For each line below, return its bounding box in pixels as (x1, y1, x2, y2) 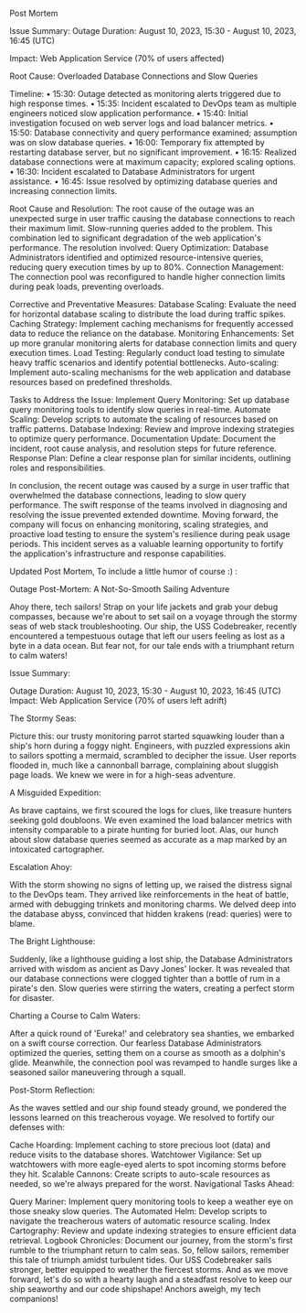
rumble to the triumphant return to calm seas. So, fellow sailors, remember (9, 1244, 290, 1255)
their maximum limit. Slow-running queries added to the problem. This (9, 223, 273, 233)
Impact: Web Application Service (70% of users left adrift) (9, 695, 227, 705)
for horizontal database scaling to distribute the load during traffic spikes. (9, 308, 286, 319)
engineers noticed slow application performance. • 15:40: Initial (9, 108, 248, 118)
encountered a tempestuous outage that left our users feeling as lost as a (9, 630, 286, 641)
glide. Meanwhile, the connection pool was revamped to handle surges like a (9, 1057, 298, 1068)
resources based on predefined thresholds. (9, 377, 173, 387)
